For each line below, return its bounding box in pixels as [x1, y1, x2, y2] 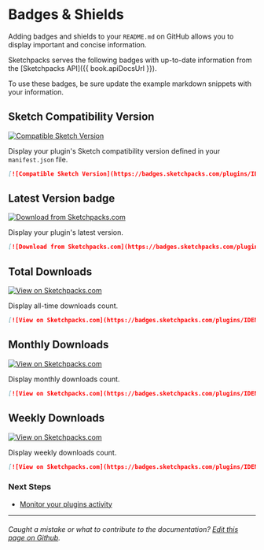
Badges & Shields [8, 6, 124, 24]
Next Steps [8, 481, 52, 492]
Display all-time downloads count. [8, 301, 119, 310]
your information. [8, 87, 64, 96]
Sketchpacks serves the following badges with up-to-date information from [8, 55, 252, 65]
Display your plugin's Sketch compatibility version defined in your [8, 146, 221, 155]
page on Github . [8, 533, 60, 543]
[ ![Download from [8, 243, 65, 251]
